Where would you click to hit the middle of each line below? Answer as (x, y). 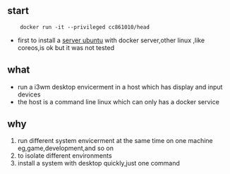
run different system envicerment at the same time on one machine (115, 141)
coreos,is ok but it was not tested (66, 47)
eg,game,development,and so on (66, 148)
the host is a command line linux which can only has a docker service (119, 101)
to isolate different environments (65, 156)
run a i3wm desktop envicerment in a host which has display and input (120, 87)
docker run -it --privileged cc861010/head (85, 27)
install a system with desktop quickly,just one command (98, 163)
